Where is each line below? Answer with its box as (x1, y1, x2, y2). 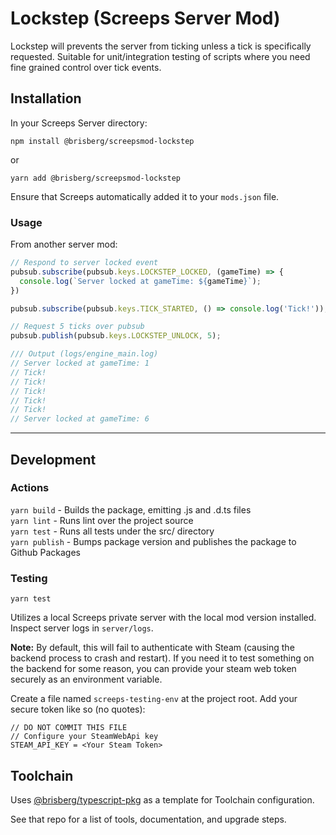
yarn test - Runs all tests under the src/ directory (10, 525, 215, 537)
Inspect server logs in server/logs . (10, 622, 154, 634)
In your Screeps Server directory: (10, 117, 148, 129)
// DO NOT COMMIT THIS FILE (10, 723, 128, 733)
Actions (10, 481, 50, 495)
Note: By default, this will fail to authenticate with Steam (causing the (10, 642, 295, 654)
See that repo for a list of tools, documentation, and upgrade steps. (10, 813, 287, 825)
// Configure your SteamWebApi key (10, 732, 159, 742)
